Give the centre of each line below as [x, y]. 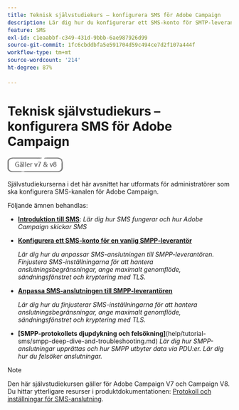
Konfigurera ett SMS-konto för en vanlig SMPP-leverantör [105, 240]
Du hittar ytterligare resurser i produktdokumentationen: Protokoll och [110, 391]
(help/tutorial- [186, 333]
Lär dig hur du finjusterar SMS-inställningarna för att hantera [107, 304]
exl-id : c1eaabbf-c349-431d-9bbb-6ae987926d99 [78, 38]
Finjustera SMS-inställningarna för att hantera [85, 262]
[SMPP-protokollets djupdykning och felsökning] [91, 333]
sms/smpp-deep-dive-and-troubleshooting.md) [88, 341]
